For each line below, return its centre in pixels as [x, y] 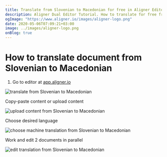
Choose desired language [32, 121]
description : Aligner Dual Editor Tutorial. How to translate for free [81, 14]
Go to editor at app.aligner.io [42, 82]
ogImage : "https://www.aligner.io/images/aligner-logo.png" [69, 19]
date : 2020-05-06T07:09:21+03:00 [40, 24]
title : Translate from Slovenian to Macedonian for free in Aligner [78, 10]
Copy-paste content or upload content [44, 101]
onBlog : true [19, 33]
